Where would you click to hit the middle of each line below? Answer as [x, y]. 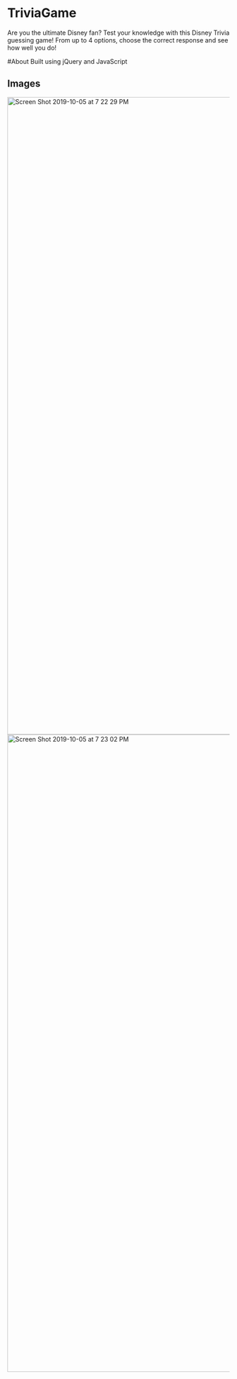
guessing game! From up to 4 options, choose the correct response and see [118, 40]
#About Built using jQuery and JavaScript [67, 61]
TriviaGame [42, 13]
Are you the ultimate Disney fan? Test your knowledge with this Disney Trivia [119, 33]
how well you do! [32, 47]
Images [24, 84]
